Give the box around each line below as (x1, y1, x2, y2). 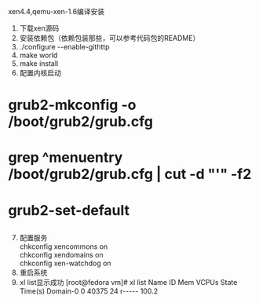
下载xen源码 (19, 24, 60, 33)
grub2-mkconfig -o (8, 97, 137, 114)
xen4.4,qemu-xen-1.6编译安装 (8, 7, 105, 16)
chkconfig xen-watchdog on (19, 258, 111, 268)
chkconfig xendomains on (19, 250, 104, 259)
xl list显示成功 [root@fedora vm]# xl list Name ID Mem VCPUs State (19, 277, 238, 287)
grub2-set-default (8, 201, 130, 219)
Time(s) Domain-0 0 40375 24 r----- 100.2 (19, 286, 159, 296)
